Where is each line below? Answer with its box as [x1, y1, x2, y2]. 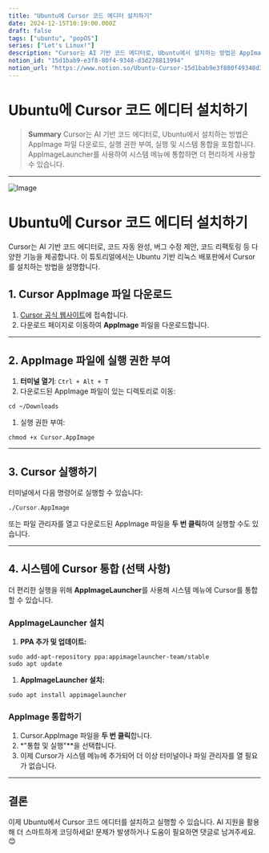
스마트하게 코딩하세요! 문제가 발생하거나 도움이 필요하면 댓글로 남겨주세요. [25, 827, 256, 837]
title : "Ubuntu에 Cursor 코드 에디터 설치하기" [8, 11, 154, 20]
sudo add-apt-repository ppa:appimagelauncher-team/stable [8, 653, 210, 661]
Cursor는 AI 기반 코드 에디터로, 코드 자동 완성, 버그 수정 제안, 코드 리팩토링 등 [8, 242, 251, 251]
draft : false [8, 27, 52, 35]
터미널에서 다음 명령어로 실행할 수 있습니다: [8, 488, 143, 498]
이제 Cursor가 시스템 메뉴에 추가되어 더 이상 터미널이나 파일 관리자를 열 [19, 751, 243, 761]
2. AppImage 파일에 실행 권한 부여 [8, 353, 171, 367]
